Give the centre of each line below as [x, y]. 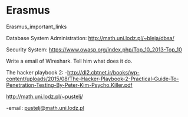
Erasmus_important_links [37, 27]
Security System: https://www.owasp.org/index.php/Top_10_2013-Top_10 [94, 49]
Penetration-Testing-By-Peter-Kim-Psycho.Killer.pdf [69, 85]
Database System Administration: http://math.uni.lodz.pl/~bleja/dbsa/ [90, 38]
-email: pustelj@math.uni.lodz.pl [45, 108]
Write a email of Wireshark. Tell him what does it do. [69, 61]
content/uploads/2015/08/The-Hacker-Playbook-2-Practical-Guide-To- [93, 79]
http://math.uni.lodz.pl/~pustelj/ [45, 96]
